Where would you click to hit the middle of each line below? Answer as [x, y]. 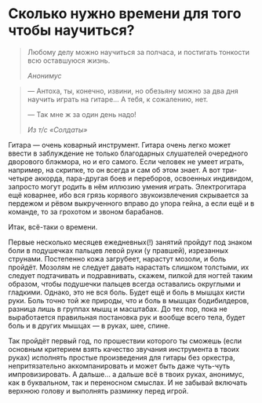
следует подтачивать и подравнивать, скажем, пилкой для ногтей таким [131, 275]
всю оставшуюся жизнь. [69, 60]
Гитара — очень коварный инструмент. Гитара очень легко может [120, 145]
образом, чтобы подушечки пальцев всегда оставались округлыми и [124, 284]
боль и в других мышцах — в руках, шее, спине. [89, 325]
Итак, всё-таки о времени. [53, 227]
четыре [20, 178]
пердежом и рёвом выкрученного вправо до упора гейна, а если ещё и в [131, 203]
